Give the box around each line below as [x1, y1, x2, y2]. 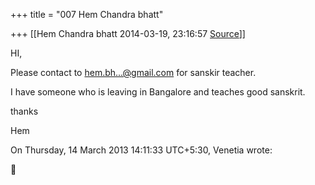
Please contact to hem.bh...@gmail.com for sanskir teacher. [10, 67, 257, 78]
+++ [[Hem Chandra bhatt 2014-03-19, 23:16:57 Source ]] [10, 28, 246, 39]
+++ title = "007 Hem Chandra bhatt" [10, 9, 164, 20]
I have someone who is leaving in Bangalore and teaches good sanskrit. [10, 86, 306, 98]
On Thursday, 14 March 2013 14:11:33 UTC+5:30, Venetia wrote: [10, 144, 273, 156]
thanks [10, 105, 39, 117]
